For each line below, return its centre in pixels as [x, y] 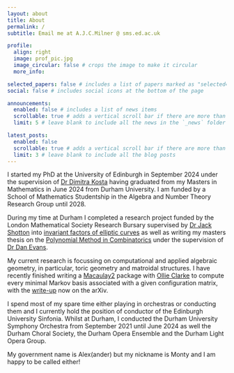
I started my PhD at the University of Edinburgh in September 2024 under [112, 174]
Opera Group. [27, 341]
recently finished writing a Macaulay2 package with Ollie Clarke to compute [116, 275]
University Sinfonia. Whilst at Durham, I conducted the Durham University [112, 319]
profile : [20, 46]
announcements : [29, 103]
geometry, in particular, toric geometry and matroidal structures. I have [109, 268]
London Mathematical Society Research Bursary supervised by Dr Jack [110, 225]
